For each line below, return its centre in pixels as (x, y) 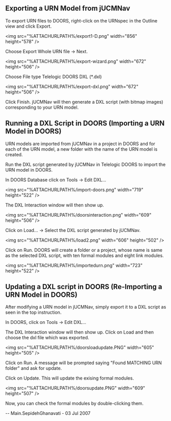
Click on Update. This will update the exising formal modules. (70, 378)
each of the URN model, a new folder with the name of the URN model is (81, 149)
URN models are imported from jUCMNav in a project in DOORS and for (80, 144)
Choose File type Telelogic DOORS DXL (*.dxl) (54, 77)
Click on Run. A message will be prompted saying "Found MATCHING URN (84, 363)
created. (14, 154)
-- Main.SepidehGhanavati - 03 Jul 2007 (48, 413)
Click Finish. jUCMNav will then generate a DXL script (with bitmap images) (84, 102)
